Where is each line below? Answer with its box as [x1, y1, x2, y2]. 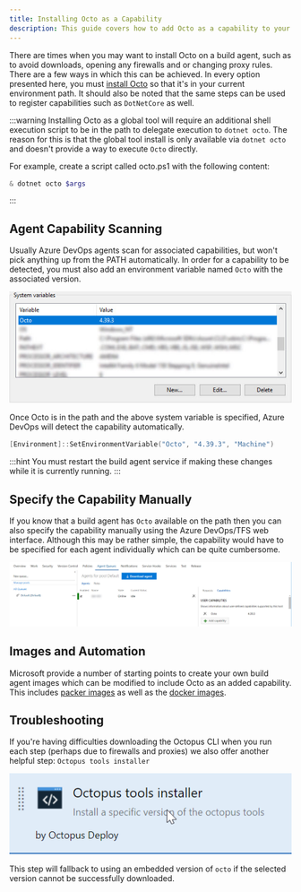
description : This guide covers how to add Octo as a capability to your [9, 23, 291, 33]
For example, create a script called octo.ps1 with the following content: [9, 160, 271, 171]
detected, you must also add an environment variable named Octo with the [9, 264, 284, 275]
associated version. [9, 273, 82, 284]
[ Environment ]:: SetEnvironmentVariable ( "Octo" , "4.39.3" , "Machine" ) [9, 440, 275, 449]
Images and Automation [9, 644, 146, 659]
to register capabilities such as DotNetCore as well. [9, 97, 194, 108]
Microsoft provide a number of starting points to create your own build [9, 668, 269, 679]
